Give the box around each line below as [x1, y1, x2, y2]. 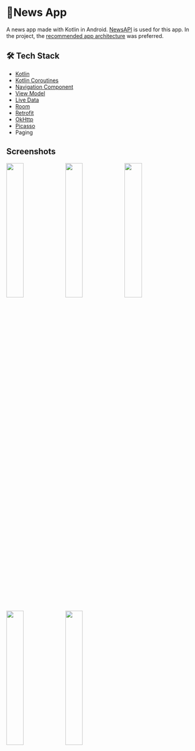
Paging [15, 129, 34, 136]
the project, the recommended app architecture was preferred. [6, 32, 164, 39]
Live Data [15, 96, 40, 103]
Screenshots [6, 146, 56, 157]
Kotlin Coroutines [15, 77, 59, 84]
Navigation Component [15, 83, 74, 91]
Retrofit [15, 109, 34, 116]
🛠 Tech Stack [6, 51, 60, 61]
